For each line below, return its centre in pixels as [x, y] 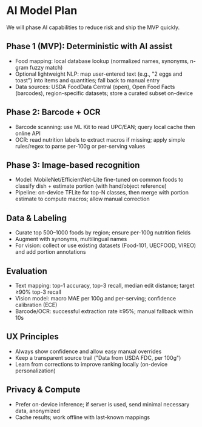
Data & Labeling [36, 218]
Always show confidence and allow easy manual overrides [88, 351]
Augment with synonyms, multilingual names [71, 239]
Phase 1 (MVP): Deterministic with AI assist [89, 46]
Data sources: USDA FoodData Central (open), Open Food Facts [95, 87]
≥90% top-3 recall [38, 292]
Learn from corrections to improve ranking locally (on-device [91, 364]
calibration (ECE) [36, 305]
